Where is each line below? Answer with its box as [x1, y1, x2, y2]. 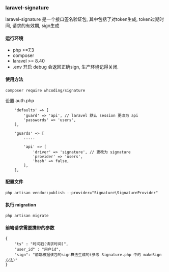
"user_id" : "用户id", [14, 247, 61, 252]
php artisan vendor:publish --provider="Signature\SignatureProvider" [5, 190, 158, 195]
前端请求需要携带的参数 [5, 224, 54, 230]
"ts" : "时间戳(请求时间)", [14, 241, 69, 247]
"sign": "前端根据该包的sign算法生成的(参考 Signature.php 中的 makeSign [14, 252, 162, 258]
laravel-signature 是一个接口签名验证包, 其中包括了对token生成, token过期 [5, 16, 160, 22]
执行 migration [5, 201, 37, 207]
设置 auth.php [5, 97, 35, 103]
